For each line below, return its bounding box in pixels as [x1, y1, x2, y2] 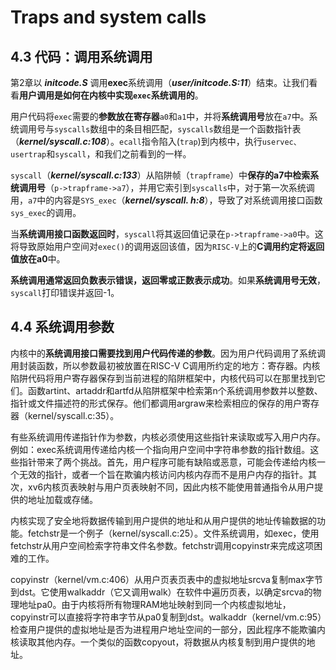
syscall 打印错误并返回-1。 [10, 287, 120, 298]
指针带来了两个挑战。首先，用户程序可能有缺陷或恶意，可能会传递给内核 [18, 456, 317, 468]
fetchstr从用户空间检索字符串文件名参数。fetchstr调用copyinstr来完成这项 [10, 539, 315, 551]
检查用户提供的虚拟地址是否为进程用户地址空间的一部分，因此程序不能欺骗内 [10, 623, 326, 635]
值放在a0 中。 [10, 253, 66, 265]
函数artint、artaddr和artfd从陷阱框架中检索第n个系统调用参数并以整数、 [27, 384, 323, 396]
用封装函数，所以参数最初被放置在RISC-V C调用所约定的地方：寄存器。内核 [10, 359, 321, 371]
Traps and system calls [10, 6, 207, 29]
